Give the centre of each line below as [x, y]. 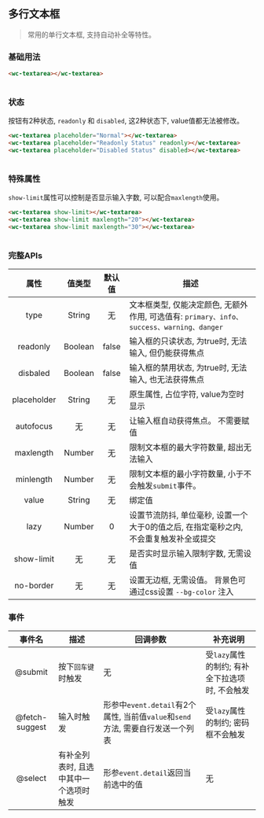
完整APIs [26, 256]
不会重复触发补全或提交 [172, 539]
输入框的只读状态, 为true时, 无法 [188, 341]
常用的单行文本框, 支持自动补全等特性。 [91, 35]
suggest [31, 728]
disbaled [34, 374]
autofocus [34, 426]
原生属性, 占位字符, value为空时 [187, 394]
